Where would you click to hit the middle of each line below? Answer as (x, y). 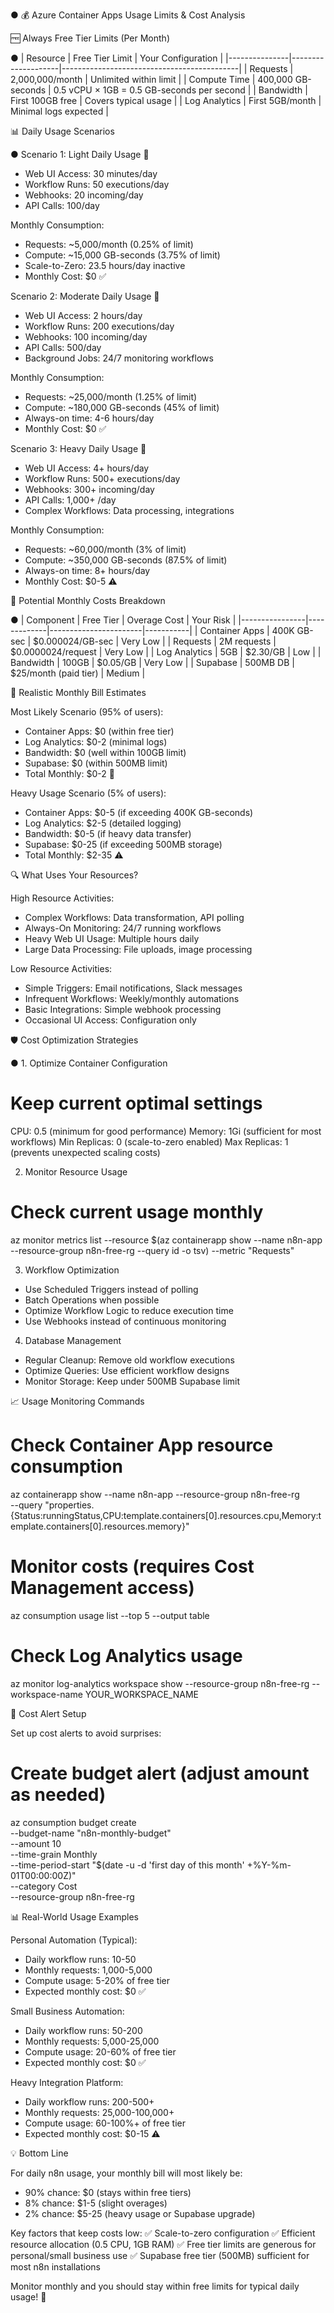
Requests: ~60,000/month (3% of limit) (105, 549)
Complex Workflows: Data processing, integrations (129, 510)
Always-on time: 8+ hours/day (87, 570)
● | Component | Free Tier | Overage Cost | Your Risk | (123, 620)
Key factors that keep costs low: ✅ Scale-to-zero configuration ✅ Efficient (163, 2233)
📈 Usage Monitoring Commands (77, 1401)
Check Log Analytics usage (126, 1655)
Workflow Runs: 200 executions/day (99, 326)
